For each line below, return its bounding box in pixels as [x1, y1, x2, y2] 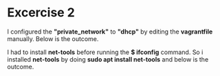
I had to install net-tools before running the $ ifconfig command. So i [7, 48, 203, 56]
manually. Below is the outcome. [7, 34, 99, 42]
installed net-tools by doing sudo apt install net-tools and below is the [7, 55, 209, 63]
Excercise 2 [7, 5, 76, 21]
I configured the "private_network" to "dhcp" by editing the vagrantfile [7, 27, 213, 36]
